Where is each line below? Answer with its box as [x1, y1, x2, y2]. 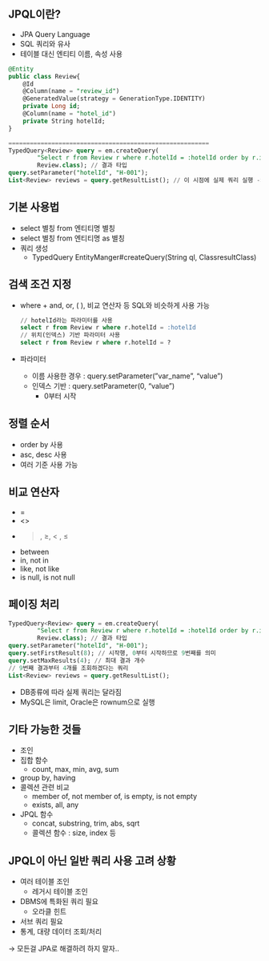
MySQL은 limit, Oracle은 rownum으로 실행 [19, 697, 155, 707]
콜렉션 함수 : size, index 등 [31, 828, 116, 838]
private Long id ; [22, 103, 81, 111]
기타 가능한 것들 [8, 722, 82, 736]
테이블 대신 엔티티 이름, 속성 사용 [19, 49, 122, 59]
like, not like [19, 563, 60, 573]
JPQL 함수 [19, 810, 54, 819]
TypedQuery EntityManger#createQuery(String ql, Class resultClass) [31, 252, 257, 262]
